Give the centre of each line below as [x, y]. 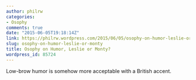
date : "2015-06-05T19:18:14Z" [43, 33]
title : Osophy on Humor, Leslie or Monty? [58, 49]
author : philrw [24, 11]
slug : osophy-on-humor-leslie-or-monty [55, 44]
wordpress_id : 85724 [31, 54]
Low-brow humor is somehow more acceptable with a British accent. [89, 71]
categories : [20, 17]
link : [13, 38]
